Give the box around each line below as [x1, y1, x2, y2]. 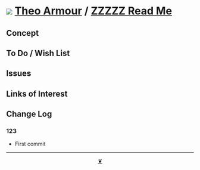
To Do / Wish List [6, 48, 70, 58]
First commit [14, 140, 46, 147]
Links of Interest [6, 88, 68, 99]
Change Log [6, 109, 52, 119]
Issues [6, 69, 32, 79]
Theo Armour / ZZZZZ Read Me [14, 4, 173, 18]
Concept [6, 28, 39, 38]
